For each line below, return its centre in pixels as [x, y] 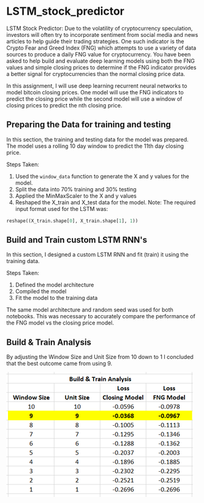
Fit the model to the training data [56, 298]
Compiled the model [41, 291]
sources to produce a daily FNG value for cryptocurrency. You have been [99, 54]
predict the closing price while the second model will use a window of [94, 99]
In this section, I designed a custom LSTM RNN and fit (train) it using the [97, 255]
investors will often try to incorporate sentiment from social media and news [102, 34]
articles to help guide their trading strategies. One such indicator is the [95, 41]
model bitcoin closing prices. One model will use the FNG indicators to [95, 92]
